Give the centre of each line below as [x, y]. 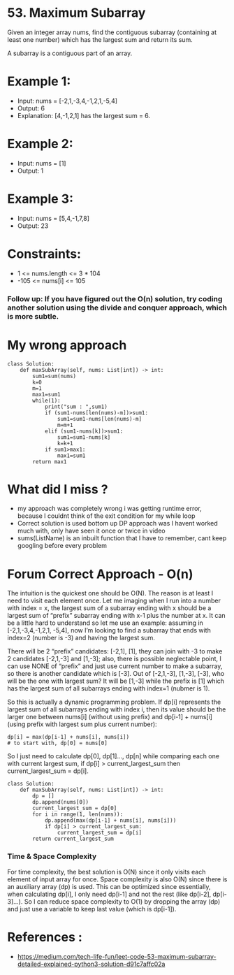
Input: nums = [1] [42, 163]
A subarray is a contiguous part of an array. [70, 53]
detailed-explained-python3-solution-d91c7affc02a [91, 964]
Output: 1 [30, 171]
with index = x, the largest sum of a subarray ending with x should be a [109, 608]
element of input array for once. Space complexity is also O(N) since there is [117, 879]
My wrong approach [67, 345]
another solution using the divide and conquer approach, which [117, 308]
